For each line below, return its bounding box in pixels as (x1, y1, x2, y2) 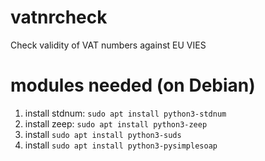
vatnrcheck (10, 6, 108, 29)
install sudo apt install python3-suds (24, 128, 182, 140)
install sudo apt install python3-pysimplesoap (24, 139, 218, 151)
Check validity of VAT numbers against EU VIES (10, 39, 207, 51)
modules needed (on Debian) (10, 74, 256, 97)
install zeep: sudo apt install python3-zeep (24, 117, 208, 130)
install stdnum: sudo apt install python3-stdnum (24, 107, 227, 119)
